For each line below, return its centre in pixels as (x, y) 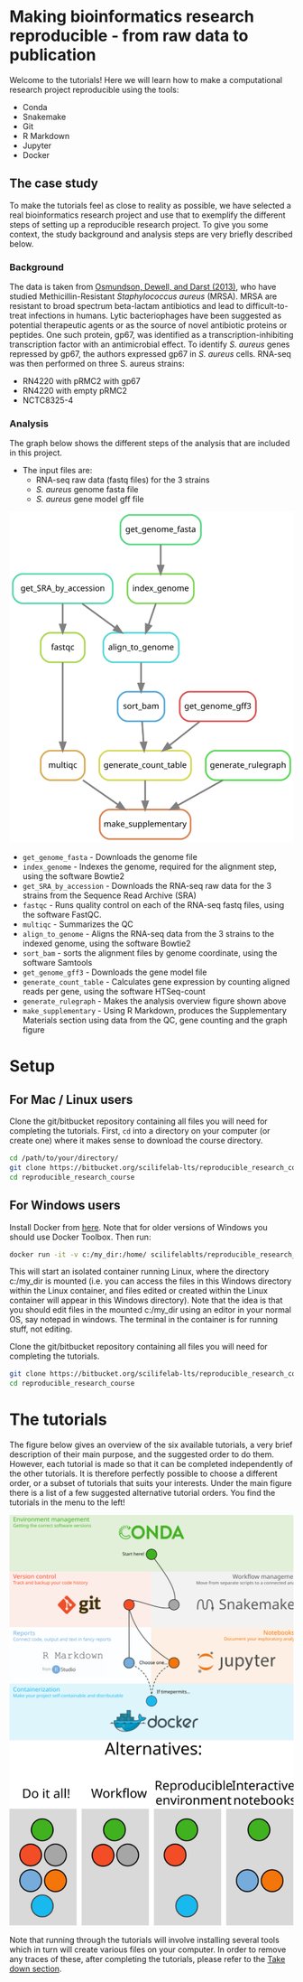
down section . (36, 1968)
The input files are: (57, 471)
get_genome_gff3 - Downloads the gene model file (115, 972)
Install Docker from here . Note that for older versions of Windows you (138, 1227)
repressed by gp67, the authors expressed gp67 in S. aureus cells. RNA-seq (150, 354)
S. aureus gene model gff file (90, 500)
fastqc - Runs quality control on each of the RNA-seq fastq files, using (153, 905)
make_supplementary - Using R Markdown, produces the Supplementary (154, 1011)
